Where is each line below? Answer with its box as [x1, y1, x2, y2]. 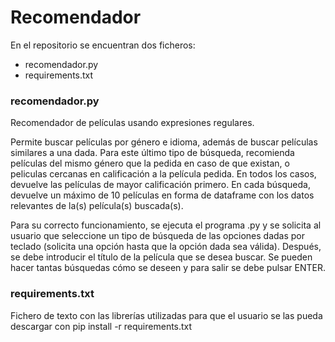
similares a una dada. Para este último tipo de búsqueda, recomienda [10, 147, 295, 159]
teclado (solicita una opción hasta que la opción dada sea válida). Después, [10, 241, 322, 253]
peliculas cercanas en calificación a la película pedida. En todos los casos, [10, 168, 317, 180]
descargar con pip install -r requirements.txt [10, 320, 193, 332]
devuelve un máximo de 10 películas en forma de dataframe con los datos [10, 189, 315, 201]
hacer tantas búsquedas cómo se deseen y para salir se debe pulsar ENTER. [10, 262, 327, 274]
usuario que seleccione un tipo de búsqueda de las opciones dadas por [10, 230, 305, 242]
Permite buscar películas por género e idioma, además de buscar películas [10, 136, 318, 148]
